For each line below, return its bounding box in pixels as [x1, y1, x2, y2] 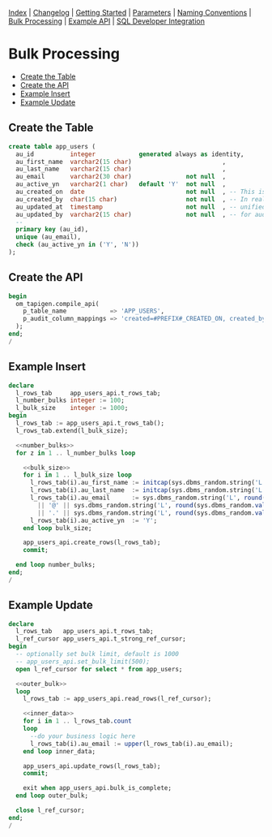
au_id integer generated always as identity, [15, 150, 244, 158]
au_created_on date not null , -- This [15, 188, 255, 196]
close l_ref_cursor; [15, 806, 85, 815]
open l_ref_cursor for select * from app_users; [15, 665, 183, 673]
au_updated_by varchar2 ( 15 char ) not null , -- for [15, 210, 252, 218]
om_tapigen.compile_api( [15, 300, 100, 308]
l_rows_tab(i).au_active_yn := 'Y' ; [29, 516, 158, 524]
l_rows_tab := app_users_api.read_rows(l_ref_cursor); [23, 695, 212, 703]
